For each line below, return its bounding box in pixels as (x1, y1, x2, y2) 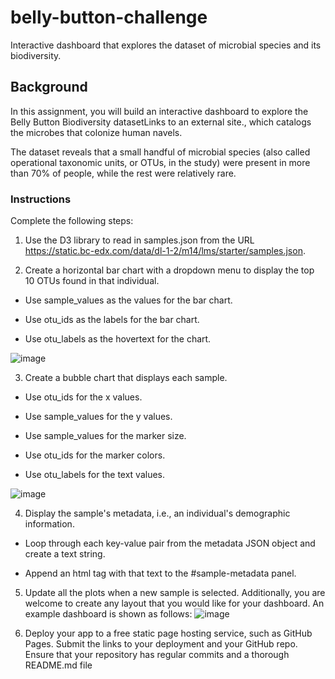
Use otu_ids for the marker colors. (24, 449, 166, 461)
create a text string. (24, 548, 106, 560)
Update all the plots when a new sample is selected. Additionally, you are (24, 587, 326, 599)
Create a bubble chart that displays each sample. (24, 372, 228, 384)
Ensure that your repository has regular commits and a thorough (24, 649, 290, 661)
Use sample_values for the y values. (24, 411, 173, 423)
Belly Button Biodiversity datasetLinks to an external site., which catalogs (10, 116, 312, 128)
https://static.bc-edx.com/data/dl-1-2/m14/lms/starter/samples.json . (24, 245, 306, 257)
